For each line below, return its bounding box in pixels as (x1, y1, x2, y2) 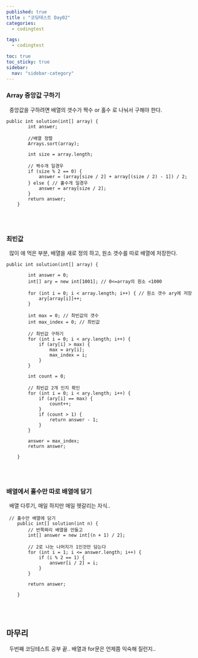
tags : (6, 37, 20, 43)
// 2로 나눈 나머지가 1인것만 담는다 (28, 544, 106, 550)
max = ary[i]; (49, 347, 85, 353)
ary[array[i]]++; (38, 296, 83, 302)
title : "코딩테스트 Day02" (6, 15, 71, 21)
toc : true (6, 53, 31, 59)
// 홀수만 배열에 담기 (8, 516, 56, 522)
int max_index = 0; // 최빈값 (28, 319, 100, 325)
